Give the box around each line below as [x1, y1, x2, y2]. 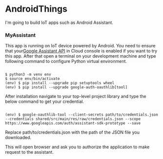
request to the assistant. [5, 149, 54, 155]
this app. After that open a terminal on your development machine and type [5, 53, 156, 59]
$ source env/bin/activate [5, 77, 60, 81]
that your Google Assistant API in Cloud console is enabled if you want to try [5, 48, 158, 54]
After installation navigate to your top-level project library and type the [5, 94, 146, 99]
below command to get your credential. [5, 99, 84, 104]
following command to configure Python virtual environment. [5, 59, 127, 64]
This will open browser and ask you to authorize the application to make [5, 144, 150, 150]
